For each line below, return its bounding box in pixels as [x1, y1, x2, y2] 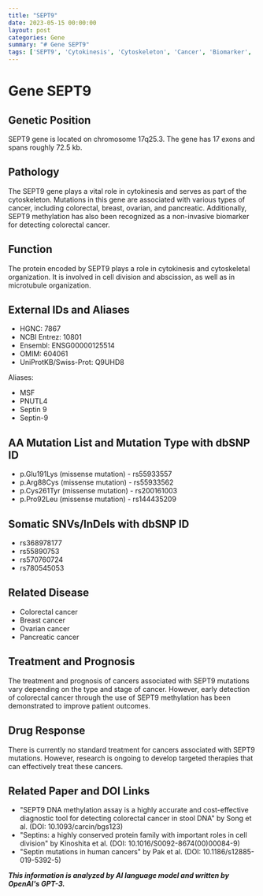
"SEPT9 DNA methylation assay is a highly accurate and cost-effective [19, 805, 250, 815]
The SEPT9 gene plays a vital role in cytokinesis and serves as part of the [8, 186, 247, 195]
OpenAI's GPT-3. [8, 879, 65, 889]
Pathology [8, 165, 60, 179]
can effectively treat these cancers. [8, 761, 124, 771]
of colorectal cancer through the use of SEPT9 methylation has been [8, 693, 231, 702]
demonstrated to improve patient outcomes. [8, 701, 151, 710]
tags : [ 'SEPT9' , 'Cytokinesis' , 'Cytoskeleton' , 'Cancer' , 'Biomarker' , [8, 48, 252, 56]
